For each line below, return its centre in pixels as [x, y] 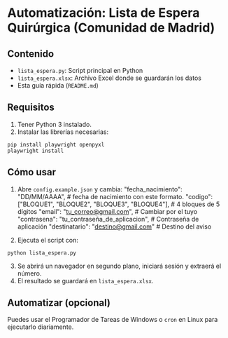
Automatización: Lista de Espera [104, 13]
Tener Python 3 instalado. [55, 124]
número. [29, 273]
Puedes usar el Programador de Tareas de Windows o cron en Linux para [113, 320]
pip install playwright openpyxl [56, 144]
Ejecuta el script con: [48, 240]
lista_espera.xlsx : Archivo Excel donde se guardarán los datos [109, 78]
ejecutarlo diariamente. [41, 327]
